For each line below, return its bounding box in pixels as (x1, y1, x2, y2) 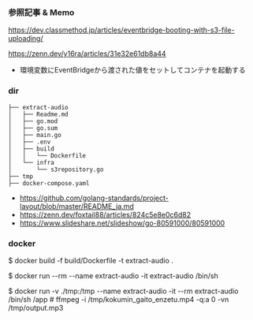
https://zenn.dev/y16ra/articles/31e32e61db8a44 (8, 49, 167, 58)
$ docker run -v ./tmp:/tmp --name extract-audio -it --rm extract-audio (8, 286, 239, 296)
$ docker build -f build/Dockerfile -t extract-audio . (8, 255, 173, 265)
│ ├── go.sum (8, 124, 58, 132)
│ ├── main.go (8, 131, 61, 139)
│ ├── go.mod (8, 117, 58, 125)
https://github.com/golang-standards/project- (19, 193, 169, 203)
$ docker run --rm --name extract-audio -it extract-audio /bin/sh (8, 270, 218, 281)
